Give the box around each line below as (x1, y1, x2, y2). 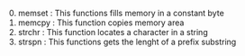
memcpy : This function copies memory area (17, 17, 185, 28)
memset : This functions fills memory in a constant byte (17, 8, 225, 18)
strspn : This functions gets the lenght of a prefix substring (17, 36, 237, 47)
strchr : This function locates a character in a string (17, 27, 209, 37)
